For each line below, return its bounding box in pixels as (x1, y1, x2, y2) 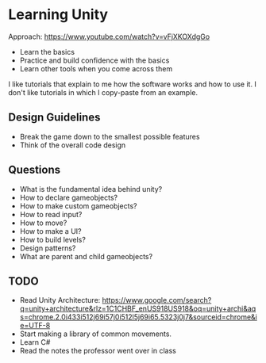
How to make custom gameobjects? (19, 201, 137, 211)
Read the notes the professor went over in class (19, 346, 176, 356)
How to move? (19, 218, 67, 227)
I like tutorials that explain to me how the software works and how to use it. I (8, 79, 256, 89)
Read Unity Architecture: (19, 296, 101, 305)
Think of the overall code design (19, 140, 126, 150)
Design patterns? (19, 243, 76, 253)
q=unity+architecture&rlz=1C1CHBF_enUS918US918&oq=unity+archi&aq (19, 304, 256, 314)
